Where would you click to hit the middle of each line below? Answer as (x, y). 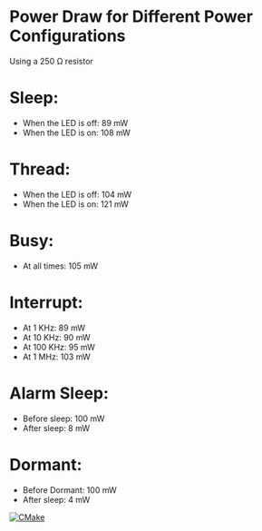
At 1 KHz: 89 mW (54, 328)
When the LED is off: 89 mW (75, 123)
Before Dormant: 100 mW (70, 490)
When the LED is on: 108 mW (77, 133)
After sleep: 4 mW (56, 499)
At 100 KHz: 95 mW (58, 347)
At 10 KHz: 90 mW (56, 337)
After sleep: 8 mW (56, 428)
